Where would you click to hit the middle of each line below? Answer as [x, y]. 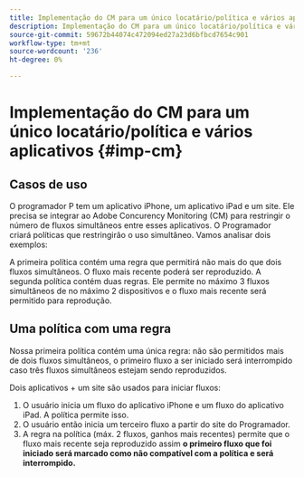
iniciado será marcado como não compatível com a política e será [148, 453]
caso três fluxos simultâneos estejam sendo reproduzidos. [119, 370]
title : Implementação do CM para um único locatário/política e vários [147, 18]
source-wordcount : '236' [56, 52]
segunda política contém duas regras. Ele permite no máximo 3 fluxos [139, 281]
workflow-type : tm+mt [50, 43]
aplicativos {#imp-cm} [96, 151]
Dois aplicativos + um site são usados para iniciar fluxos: [115, 387]
